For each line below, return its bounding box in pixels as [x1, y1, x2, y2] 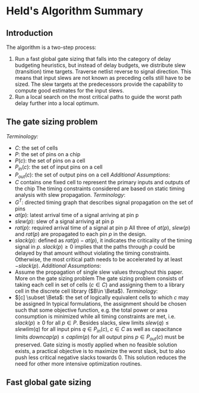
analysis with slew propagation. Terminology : [14, 191, 126, 199]
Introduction [6, 28, 53, 38]
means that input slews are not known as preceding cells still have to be [14, 75, 191, 81]
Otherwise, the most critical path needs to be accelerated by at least [14, 256, 183, 263]
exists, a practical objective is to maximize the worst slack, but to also [14, 347, 185, 354]
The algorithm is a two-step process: [6, 44, 97, 51]
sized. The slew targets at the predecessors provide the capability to [14, 81, 183, 88]
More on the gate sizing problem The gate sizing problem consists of [14, 275, 184, 282]
